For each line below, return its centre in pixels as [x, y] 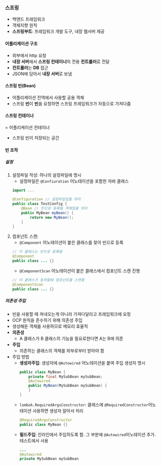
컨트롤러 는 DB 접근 [30, 67]
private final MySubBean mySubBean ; [66, 377]
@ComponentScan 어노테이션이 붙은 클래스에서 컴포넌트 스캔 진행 [80, 271]
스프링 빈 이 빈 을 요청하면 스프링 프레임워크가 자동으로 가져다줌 [71, 103]
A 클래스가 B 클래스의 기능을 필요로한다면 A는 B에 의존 [71, 338]
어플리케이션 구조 [21, 43]
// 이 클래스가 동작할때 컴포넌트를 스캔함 [48, 280]
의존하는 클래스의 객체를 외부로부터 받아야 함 [62, 350]
